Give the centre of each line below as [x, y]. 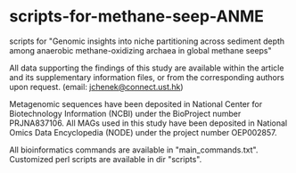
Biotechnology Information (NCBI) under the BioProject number [125, 113]
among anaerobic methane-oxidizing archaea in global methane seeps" [140, 50]
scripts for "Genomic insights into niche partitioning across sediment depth [147, 41]
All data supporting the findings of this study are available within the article [147, 68]
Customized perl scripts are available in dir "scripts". [106, 159]
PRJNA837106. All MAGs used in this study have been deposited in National [148, 123]
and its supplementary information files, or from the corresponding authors [147, 77]
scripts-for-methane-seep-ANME [137, 16]
